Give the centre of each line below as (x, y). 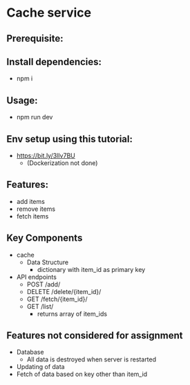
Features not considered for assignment (95, 335)
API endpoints (36, 277)
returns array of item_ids (72, 314)
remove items (36, 209)
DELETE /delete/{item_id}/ (64, 291)
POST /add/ (44, 284)
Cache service (49, 13)
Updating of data (40, 367)
